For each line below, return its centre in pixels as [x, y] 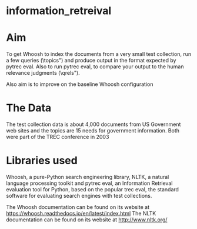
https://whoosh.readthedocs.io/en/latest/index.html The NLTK [81, 213]
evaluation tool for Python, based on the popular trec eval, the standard [93, 189]
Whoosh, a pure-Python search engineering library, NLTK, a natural [88, 177]
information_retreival [59, 11]
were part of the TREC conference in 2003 [58, 137]
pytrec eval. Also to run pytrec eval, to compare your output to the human [95, 67]
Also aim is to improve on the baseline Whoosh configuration [80, 84]
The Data [29, 108]
